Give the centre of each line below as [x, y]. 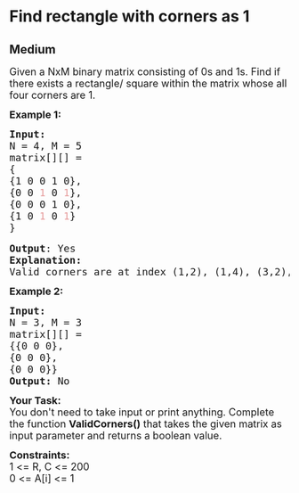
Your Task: [35, 400]
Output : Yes [43, 249]
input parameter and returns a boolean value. [116, 436]
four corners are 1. [53, 95]
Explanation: [46, 260]
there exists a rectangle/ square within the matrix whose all [148, 84]
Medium [32, 49]
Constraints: [40, 455]
